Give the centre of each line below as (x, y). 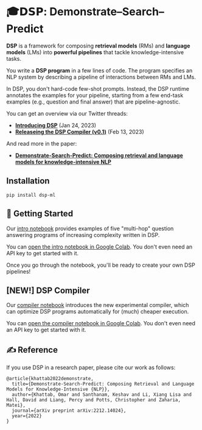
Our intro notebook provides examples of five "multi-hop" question (90, 228)
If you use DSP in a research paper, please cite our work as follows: (91, 368)
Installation (28, 181)
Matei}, (16, 406)
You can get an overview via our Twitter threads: (67, 113)
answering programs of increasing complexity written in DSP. (83, 234)
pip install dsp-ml (31, 195)
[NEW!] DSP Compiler (48, 290)
